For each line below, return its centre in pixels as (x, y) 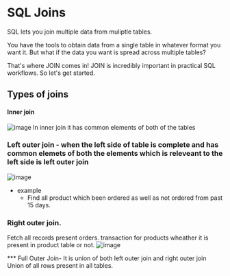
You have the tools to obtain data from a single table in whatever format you (114, 45)
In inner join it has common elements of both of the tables (114, 127)
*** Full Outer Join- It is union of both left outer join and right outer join (107, 258)
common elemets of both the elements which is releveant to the (115, 154)
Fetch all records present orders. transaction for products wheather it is (108, 238)
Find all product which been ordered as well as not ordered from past (125, 198)
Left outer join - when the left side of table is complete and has (113, 145)
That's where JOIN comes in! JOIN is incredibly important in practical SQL (111, 65)
